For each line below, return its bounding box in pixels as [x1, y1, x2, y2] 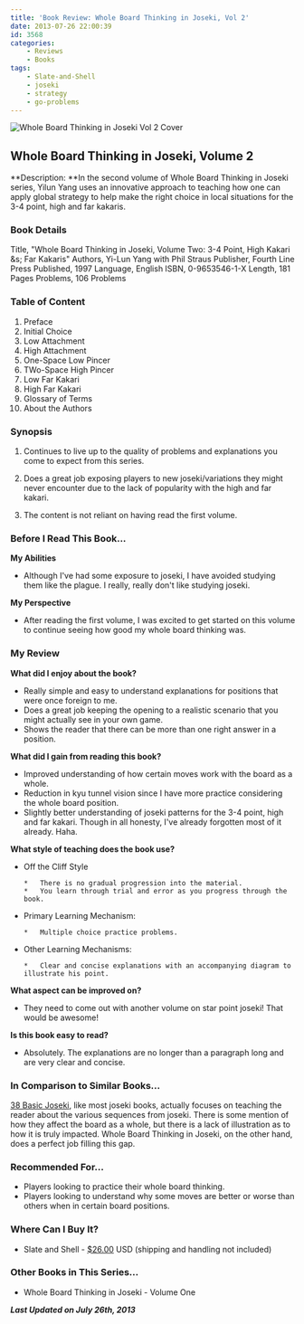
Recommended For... [10, 1160, 105, 1173]
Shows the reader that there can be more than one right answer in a [23, 723, 277, 734]
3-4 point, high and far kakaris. [10, 201, 126, 213]
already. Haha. [23, 826, 78, 837]
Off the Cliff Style [23, 861, 89, 872]
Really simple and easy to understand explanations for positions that [23, 685, 279, 696]
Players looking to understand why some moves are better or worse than [23, 1191, 295, 1202]
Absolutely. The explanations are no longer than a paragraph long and [23, 1046, 284, 1058]
